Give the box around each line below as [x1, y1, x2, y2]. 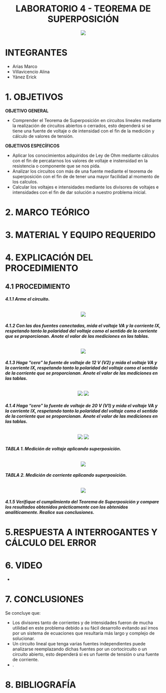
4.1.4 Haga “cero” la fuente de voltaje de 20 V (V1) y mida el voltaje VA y [5, 402, 158, 408]
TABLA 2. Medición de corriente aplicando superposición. [5, 472, 127, 478]
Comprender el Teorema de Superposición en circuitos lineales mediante [12, 117, 162, 123]
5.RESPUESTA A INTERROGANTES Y [5, 526, 158, 538]
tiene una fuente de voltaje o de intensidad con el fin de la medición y [12, 127, 155, 134]
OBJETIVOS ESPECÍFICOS [5, 142, 60, 149]
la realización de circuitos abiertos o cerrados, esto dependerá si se [12, 123, 151, 128]
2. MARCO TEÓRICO [5, 207, 90, 218]
